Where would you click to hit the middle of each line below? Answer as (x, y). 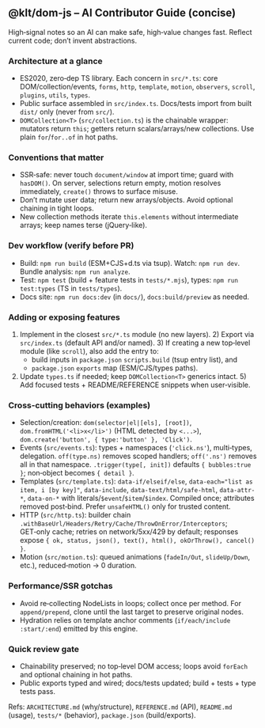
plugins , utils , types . (55, 95)
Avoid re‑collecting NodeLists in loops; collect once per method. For (130, 603)
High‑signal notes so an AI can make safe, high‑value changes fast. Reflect (130, 32)
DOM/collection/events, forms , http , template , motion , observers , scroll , (137, 87)
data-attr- (237, 491)
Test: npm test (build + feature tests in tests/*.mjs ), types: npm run (129, 279)
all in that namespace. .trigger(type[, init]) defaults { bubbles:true (135, 464)
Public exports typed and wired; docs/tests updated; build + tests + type (138, 683)
